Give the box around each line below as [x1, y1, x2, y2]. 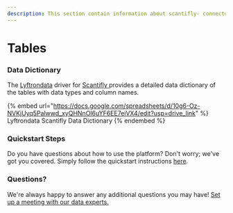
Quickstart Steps [7, 134, 66, 143]
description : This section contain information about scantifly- [7, 10, 200, 17]
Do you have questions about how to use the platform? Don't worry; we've [7, 150, 220, 158]
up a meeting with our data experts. [7, 198, 109, 206]
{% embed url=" [7, 102, 54, 110]
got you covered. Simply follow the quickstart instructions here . [7, 157, 189, 166]
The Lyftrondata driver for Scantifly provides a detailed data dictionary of [7, 81, 216, 89]
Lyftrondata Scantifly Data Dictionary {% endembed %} [7, 116, 166, 125]
